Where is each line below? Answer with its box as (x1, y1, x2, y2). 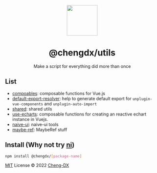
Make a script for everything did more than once (33, 63, 131, 69)
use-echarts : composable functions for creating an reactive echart (12, 111, 147, 117)
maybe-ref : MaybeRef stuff (12, 127, 67, 133)
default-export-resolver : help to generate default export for (12, 96, 132, 101)
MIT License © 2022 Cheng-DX (5, 162, 69, 168)
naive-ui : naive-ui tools (12, 121, 59, 127)
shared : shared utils (12, 106, 52, 112)
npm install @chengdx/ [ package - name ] (5, 154, 82, 158)
